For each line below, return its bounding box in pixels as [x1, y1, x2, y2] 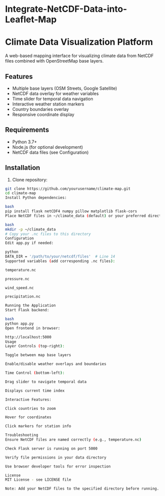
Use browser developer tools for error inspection [5, 464, 111, 469]
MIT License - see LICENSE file [5, 477, 71, 482]
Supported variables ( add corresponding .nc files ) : [5, 259, 115, 264]
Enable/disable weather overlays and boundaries [5, 362, 107, 366]
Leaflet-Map [5, 14, 57, 25]
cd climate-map [5, 191, 36, 196]
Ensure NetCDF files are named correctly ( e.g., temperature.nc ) [5, 437, 141, 442]
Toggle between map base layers [5, 353, 71, 358]
